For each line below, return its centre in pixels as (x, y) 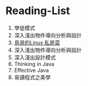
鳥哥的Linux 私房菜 (37, 42)
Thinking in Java (34, 64)
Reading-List (38, 11)
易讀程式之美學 (32, 77)
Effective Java (31, 70)
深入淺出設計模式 (35, 57)
